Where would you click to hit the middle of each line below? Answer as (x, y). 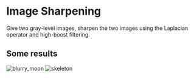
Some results (32, 54)
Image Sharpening (54, 11)
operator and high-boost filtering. (48, 34)
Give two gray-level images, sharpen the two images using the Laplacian (97, 28)
